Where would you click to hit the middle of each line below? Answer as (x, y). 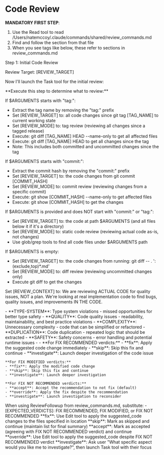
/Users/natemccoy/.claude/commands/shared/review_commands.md (82, 37)
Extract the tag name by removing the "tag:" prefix (63, 110)
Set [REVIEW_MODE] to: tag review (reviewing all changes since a (79, 126)
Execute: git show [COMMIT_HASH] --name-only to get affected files (82, 197)
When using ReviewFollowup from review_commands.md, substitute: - (76, 405)
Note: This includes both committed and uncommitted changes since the (85, 146)
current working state (34, 120)
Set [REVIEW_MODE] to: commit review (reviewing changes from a (79, 186)
